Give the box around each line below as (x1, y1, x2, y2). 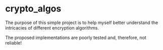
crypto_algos (5, 3, 61, 14)
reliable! (5, 39, 22, 45)
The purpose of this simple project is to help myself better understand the (5, 19, 158, 25)
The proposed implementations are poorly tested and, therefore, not (5, 34, 147, 40)
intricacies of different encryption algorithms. (5, 24, 99, 30)
